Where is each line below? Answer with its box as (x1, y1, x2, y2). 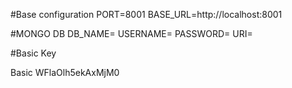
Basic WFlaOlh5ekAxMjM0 (10, 67, 120, 78)
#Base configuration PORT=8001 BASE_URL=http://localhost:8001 (10, 9, 283, 20)
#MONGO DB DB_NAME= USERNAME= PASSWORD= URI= (10, 28, 253, 39)
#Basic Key (10, 47, 57, 59)
